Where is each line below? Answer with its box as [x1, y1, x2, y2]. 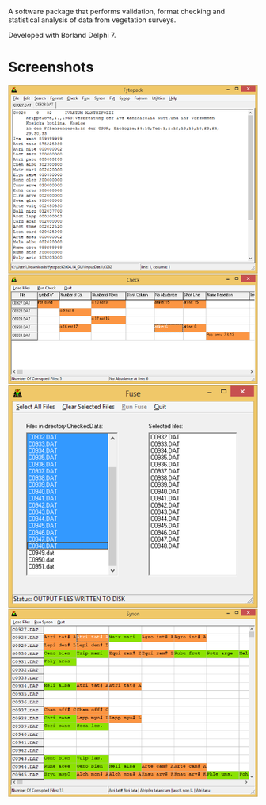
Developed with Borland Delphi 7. [8, 31, 116, 40]
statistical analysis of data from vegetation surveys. [8, 15, 177, 25]
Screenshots [8, 59, 94, 76]
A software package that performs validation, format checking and [8, 7, 226, 16]
